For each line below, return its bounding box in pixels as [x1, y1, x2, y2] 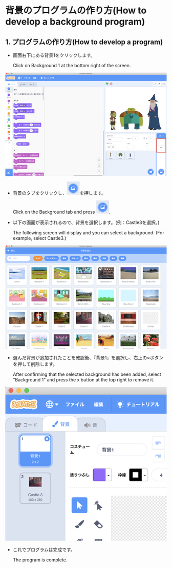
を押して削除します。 [12, 361, 57, 367]
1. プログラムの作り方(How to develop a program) [5, 37, 163, 46]
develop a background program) [5, 16, 145, 28]
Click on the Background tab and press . [12, 209, 111, 215]
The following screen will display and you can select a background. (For [12, 230, 165, 236]
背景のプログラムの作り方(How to [5, 5, 147, 16]
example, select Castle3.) [12, 235, 67, 241]
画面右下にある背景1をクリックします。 [12, 52, 96, 58]
